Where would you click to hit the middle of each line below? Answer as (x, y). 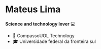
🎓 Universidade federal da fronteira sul (54, 41)
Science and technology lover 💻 (40, 23)
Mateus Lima (33, 9)
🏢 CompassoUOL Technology (43, 35)
